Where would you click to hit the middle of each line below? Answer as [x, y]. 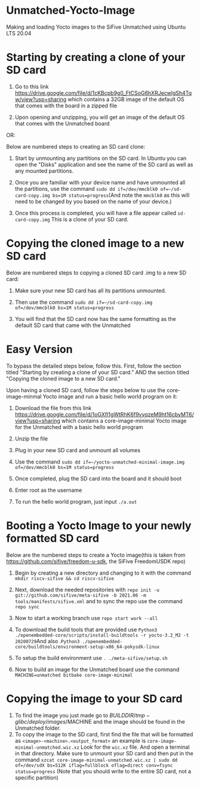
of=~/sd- [171, 189]
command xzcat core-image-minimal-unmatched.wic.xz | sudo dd [96, 760]
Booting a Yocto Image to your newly [99, 525]
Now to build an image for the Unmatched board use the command [97, 669]
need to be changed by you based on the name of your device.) [93, 201]
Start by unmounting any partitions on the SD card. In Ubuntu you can [101, 158]
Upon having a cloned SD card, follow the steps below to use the [86, 390]
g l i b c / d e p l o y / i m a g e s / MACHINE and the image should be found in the [100, 721]
